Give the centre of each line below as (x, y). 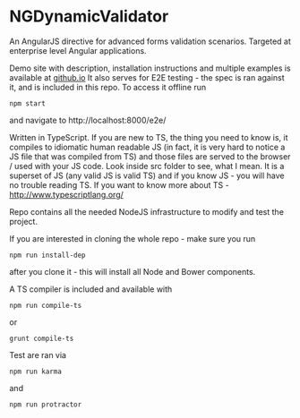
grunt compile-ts (42, 338)
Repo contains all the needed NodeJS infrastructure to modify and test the (147, 211)
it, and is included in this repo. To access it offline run (108, 87)
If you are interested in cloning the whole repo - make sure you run (133, 238)
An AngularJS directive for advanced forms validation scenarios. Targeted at (150, 41)
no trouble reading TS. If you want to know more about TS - (120, 184)
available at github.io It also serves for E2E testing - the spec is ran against (147, 77)
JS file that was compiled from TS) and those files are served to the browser (150, 156)
